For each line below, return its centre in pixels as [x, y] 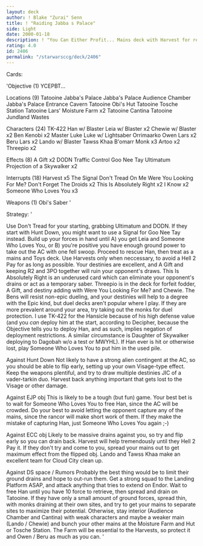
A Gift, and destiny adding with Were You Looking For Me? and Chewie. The [101, 290]
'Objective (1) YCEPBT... [36, 86]
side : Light [21, 29]
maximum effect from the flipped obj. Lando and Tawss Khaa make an [93, 454]
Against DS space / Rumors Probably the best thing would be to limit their [98, 472]
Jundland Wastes [28, 117]
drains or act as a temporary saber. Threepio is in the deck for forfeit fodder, [101, 284]
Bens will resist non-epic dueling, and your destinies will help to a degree [97, 297]
